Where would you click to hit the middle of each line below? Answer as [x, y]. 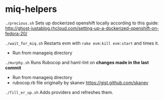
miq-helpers [31, 9]
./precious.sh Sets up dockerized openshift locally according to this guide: [82, 23]
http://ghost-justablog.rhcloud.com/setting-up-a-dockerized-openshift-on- [82, 28]
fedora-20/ [16, 33]
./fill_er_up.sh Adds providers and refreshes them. [59, 92]
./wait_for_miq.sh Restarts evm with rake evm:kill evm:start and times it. [82, 43]
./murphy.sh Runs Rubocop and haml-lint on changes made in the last [77, 62]
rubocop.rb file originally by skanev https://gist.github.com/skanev [80, 83]
